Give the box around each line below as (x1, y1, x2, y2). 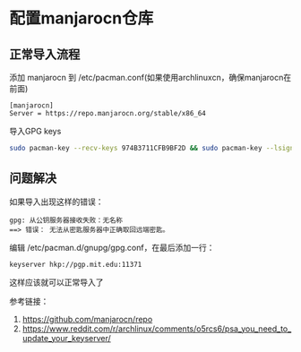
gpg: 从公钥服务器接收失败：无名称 (9, 216, 124, 225)
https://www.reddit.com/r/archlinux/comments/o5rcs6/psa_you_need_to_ (21, 323, 292, 334)
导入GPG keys (9, 126, 62, 136)
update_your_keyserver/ (21, 332, 112, 343)
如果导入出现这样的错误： (9, 196, 104, 207)
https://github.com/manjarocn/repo (21, 313, 153, 324)
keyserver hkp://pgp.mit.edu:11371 (9, 260, 142, 269)
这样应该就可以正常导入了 (9, 277, 104, 288)
